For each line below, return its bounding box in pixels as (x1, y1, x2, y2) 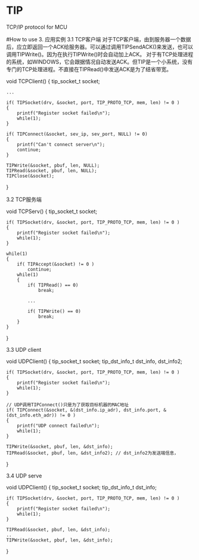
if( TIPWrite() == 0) (27, 308, 82, 314)
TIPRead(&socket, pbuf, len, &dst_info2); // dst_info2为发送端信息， (6, 450, 179, 456)
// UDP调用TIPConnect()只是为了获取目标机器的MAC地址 (6, 401, 129, 407)
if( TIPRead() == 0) (27, 282, 79, 288)
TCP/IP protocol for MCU (6, 23, 67, 31)
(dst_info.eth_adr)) (6, 412, 58, 418)
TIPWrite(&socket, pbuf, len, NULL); (6, 162, 100, 168)
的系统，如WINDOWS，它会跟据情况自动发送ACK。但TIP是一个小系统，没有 (6, 58, 193, 65)
